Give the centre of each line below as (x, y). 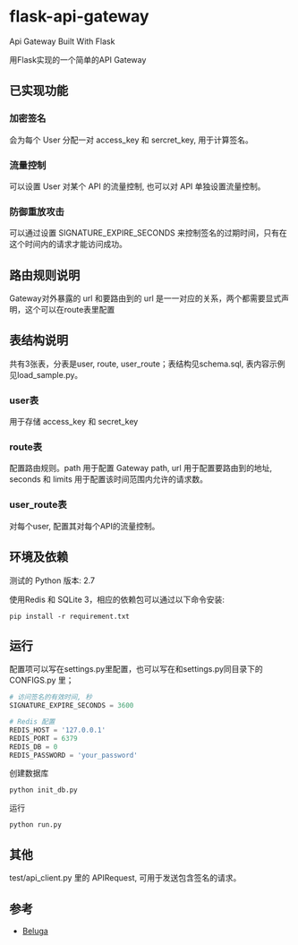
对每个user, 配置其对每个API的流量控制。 (85, 526)
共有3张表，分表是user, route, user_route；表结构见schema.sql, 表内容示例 (147, 364)
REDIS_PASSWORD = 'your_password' (74, 755)
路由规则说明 (45, 275)
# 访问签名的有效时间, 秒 (51, 697)
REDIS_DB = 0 (34, 747)
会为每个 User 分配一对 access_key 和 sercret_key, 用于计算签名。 (131, 140)
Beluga (35, 931)
